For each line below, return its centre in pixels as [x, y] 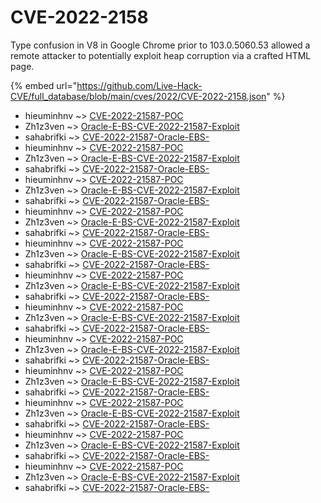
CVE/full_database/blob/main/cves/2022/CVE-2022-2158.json [138, 96]
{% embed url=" [44, 85]
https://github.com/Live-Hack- [139, 85]
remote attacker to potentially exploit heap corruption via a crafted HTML [161, 55]
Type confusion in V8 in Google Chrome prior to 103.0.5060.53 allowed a [160, 45]
